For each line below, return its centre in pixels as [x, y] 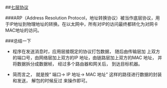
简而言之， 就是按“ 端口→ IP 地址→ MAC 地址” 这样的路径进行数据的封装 [87, 74]
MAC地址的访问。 [24, 30]
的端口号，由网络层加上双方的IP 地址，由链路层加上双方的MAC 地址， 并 [87, 58]
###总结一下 [18, 41]
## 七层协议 [17, 7]
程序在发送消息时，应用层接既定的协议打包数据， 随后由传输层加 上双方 [86, 51]
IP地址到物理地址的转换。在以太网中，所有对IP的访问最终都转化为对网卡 [84, 24]
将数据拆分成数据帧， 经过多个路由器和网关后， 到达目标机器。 [77, 64]
